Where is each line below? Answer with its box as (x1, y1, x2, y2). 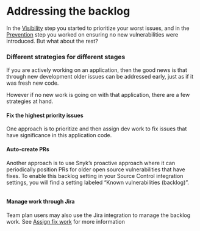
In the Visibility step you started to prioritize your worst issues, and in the (6, 24, 190, 32)
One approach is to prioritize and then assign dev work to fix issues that (6, 125, 187, 132)
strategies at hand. (6, 98, 54, 105)
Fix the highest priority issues (6, 112, 84, 119)
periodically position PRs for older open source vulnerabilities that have (6, 166, 186, 173)
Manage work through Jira (6, 198, 75, 205)
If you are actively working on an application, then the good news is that (6, 66, 188, 74)
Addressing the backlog (6, 4, 130, 18)
